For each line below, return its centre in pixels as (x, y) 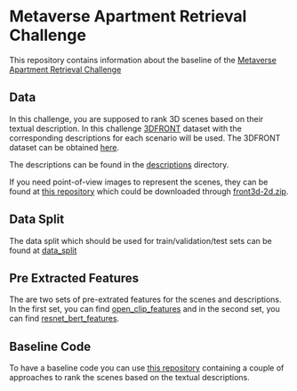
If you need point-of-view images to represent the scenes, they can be (139, 182)
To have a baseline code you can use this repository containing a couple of (147, 368)
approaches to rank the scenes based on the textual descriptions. (130, 378)
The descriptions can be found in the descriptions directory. (119, 164)
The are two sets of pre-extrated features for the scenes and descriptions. (145, 299)
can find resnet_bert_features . (64, 319)
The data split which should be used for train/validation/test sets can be (141, 240)
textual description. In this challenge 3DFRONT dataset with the (125, 128)
